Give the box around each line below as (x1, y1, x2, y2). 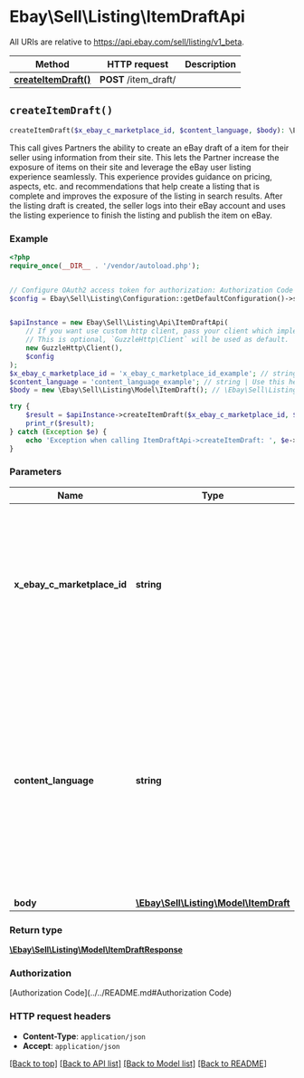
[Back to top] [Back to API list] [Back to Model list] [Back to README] (9, 1058, 267, 1069)
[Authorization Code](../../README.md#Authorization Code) (9, 987, 233, 998)
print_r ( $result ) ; (25, 419, 95, 428)
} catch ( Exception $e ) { (9, 427, 107, 436)
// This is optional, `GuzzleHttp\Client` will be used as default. (25, 335, 290, 345)
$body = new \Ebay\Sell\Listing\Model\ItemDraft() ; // (9, 385, 221, 395)
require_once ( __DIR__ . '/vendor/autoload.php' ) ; (9, 261, 201, 270)
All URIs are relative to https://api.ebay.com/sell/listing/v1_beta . (9, 36, 244, 47)
